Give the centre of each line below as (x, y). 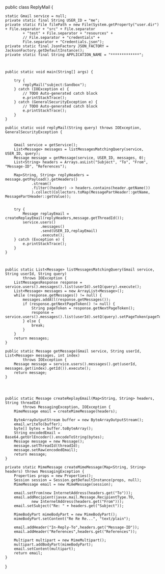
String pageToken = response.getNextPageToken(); (83, 308)
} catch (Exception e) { (39, 240)
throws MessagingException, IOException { (67, 407)
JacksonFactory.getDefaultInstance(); (45, 51)
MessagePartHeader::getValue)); (38, 196)
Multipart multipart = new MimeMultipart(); (60, 540)
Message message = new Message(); (49, 441)
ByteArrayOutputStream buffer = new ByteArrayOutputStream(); (79, 420)
